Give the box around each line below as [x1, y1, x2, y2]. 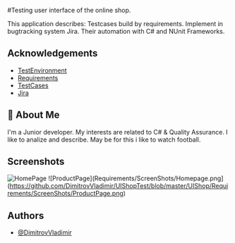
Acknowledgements [7, 47, 98, 59]
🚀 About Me [7, 109, 60, 121]
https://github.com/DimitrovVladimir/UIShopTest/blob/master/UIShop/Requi [9, 182, 229, 190]
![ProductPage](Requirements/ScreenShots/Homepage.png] [48, 174, 224, 182]
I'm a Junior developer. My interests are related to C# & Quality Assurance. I [7, 127, 228, 136]
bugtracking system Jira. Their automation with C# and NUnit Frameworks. [7, 27, 225, 35]
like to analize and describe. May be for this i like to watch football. [7, 135, 201, 144]
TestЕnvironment [17, 66, 67, 75]
